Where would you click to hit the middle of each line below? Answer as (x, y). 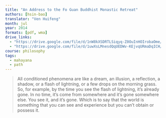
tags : (11, 56)
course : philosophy (25, 51)
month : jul (16, 23)
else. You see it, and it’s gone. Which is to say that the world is (81, 100)
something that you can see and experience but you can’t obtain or (85, 105)
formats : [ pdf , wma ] (26, 33)
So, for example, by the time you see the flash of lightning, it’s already (88, 89)
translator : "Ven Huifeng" (33, 19)
